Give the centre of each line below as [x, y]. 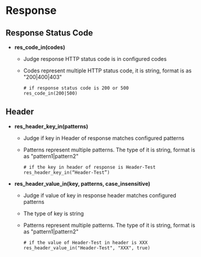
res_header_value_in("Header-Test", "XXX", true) [87, 248]
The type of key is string [54, 213]
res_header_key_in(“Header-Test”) [66, 173]
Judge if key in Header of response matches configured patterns [104, 138]
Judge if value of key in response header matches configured [100, 195]
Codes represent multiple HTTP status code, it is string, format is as [107, 71]
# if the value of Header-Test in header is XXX [85, 243]
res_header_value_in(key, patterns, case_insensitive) [82, 183]
